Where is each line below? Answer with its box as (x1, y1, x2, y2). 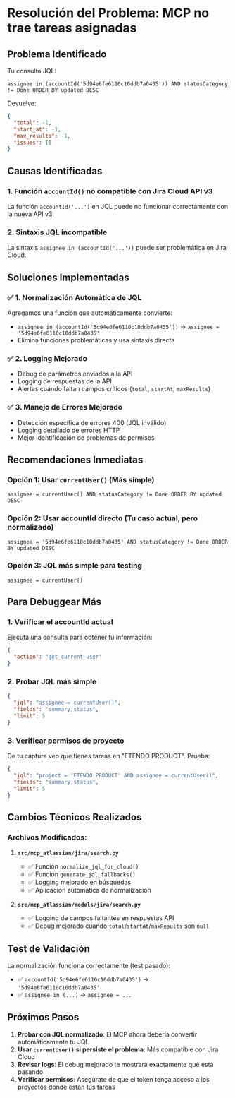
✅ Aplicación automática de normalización (27, 886, 151, 895)
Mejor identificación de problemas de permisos (17, 433, 155, 442)
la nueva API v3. (7, 210, 54, 218)
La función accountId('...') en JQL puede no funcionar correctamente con (7, 202, 229, 210)
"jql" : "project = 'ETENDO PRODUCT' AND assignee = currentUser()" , (13, 772, 219, 779)
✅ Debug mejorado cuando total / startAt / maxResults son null (27, 921, 210, 930)
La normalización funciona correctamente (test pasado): (7, 961, 171, 969)
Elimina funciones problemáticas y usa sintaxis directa (17, 335, 175, 344)
